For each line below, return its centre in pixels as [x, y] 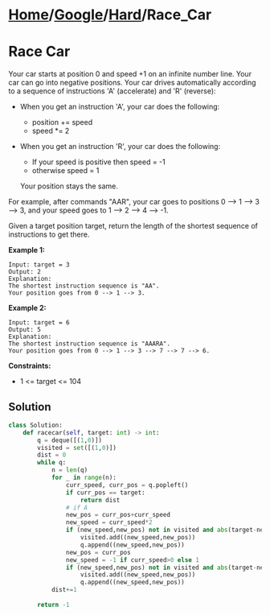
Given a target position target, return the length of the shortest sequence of [133, 226]
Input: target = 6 [39, 323]
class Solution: [35, 425]
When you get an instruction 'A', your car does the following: [120, 107]
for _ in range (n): [84, 478]
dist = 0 [52, 455]
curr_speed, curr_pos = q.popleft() [127, 485]
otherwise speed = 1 [65, 171]
